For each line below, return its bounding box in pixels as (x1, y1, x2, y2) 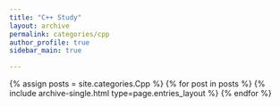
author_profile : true (9, 37, 90, 47)
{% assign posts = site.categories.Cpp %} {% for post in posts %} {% (9, 78, 266, 89)
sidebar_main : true (9, 46, 82, 55)
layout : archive (9, 21, 70, 30)
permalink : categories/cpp (9, 29, 110, 38)
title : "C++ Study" (9, 12, 82, 22)
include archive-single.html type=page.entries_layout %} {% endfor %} (9, 88, 272, 99)
